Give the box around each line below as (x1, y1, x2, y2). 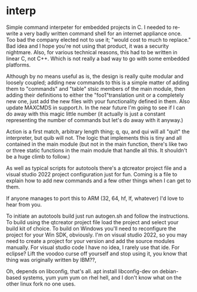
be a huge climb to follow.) (6, 153, 71, 160)
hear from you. (6, 201, 42, 208)
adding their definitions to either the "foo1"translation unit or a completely (6, 91, 184, 99)
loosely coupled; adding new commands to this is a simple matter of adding (6, 78, 189, 86)
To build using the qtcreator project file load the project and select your (6, 218, 179, 225)
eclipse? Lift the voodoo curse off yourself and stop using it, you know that (6, 250, 188, 257)
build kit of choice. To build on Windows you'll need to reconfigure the (6, 225, 176, 232)
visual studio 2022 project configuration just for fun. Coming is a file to (6, 170, 178, 178)
